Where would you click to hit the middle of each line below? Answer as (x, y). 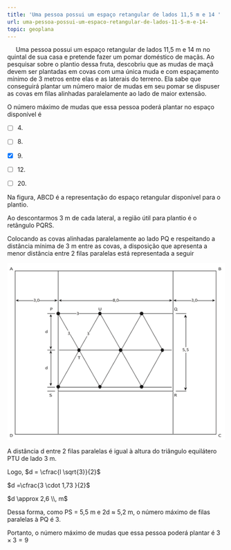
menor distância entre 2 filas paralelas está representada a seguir (101, 253)
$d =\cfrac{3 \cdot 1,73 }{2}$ (49, 485)
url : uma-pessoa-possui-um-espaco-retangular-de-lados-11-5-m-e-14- (108, 22)
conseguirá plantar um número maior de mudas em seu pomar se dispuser (113, 86)
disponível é (25, 115)
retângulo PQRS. (31, 225)
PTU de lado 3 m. (32, 458)
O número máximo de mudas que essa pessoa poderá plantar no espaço (111, 107)
